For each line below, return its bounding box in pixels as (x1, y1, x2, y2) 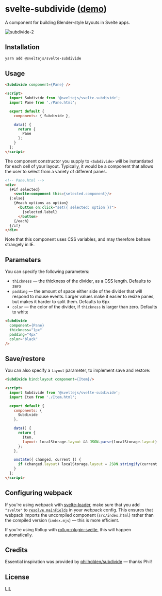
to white (12, 309, 29, 315)
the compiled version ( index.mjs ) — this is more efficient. (5, 517, 120, 523)
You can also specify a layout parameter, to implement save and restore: (5, 367, 150, 373)
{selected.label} (22, 209, 57, 215)
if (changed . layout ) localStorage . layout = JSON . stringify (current (17, 462, 158, 467)
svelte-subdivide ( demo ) (5, 3, 107, 15)
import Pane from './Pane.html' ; (9, 100, 77, 105)
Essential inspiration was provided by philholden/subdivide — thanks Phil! (5, 559, 152, 565)
